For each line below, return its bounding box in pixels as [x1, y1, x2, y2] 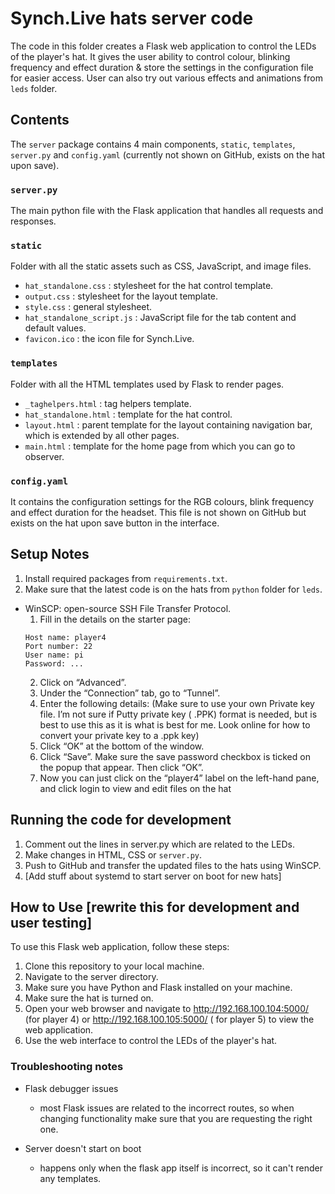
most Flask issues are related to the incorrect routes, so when [39, 1102, 295, 1114]
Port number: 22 [24, 641, 93, 651]
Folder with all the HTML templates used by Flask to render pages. [10, 378, 285, 390]
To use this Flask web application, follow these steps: [10, 941, 230, 953]
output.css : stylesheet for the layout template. [24, 290, 219, 302]
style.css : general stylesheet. [24, 301, 153, 313]
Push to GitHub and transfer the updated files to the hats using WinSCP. [24, 859, 322, 871]
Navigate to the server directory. [24, 971, 159, 983]
